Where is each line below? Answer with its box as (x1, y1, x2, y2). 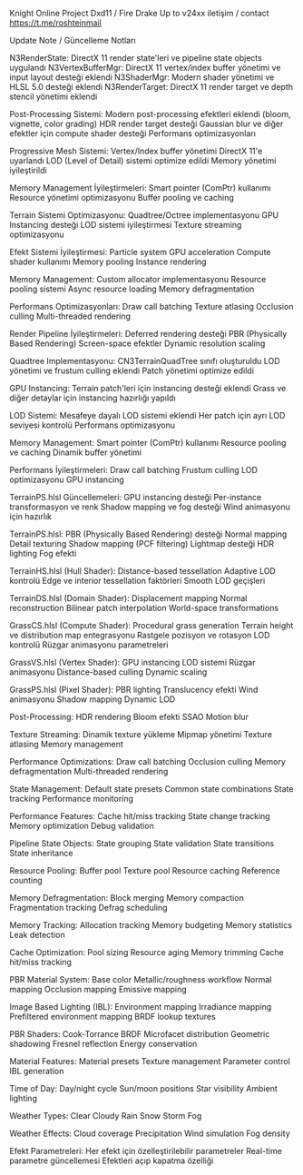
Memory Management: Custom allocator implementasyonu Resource (9, 274, 267, 284)
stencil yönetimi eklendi (9, 91, 98, 102)
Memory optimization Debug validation (9, 821, 154, 831)
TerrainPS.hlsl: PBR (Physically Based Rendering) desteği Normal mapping (9, 528, 288, 539)
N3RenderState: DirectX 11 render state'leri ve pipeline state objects (9, 53, 263, 63)
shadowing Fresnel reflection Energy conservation (9, 1039, 198, 1049)
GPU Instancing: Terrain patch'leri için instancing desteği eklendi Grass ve (9, 383, 287, 393)
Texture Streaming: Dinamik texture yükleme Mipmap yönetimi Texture (9, 729, 272, 739)
